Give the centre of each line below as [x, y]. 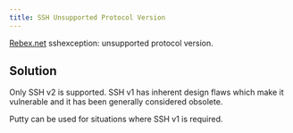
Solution [33, 71]
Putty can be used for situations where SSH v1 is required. [116, 119]
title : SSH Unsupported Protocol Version [88, 17]
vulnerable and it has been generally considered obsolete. [116, 102]
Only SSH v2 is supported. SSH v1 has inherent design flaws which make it [146, 92]
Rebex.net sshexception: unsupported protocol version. [112, 43]
